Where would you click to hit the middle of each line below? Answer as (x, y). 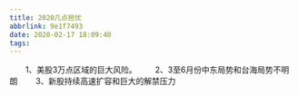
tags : (20, 43)
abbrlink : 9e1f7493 (46, 26)
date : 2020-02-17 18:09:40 (60, 34)
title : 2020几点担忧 (45, 18)
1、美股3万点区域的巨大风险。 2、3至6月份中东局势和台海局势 (150, 70)
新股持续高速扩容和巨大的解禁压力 (112, 81)
